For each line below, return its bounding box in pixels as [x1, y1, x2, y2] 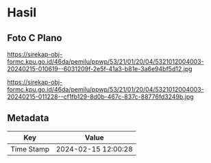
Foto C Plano [7, 32, 62, 44]
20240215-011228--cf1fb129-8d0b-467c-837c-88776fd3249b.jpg [7, 92, 194, 101]
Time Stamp [10, 144, 50, 153]
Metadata [7, 112, 49, 124]
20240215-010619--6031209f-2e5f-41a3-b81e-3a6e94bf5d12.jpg [7, 65, 193, 73]
